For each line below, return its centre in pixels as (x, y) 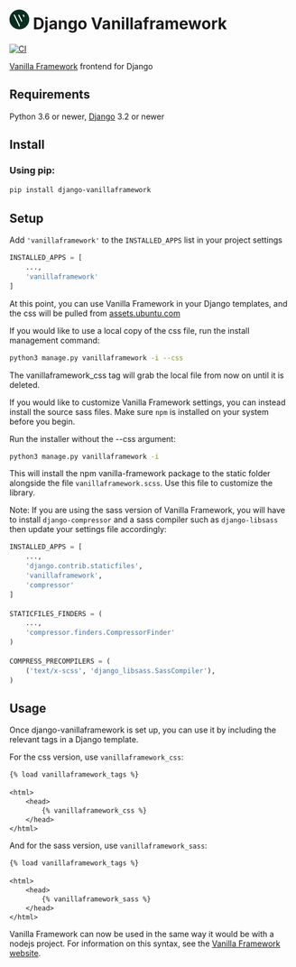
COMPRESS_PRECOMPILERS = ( (60, 661)
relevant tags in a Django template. (74, 740)
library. (23, 493)
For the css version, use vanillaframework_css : (97, 757)
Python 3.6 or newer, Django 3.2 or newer (87, 116)
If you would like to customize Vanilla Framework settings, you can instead (148, 402)
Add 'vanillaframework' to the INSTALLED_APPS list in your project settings (146, 240)
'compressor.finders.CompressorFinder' (101, 633)
